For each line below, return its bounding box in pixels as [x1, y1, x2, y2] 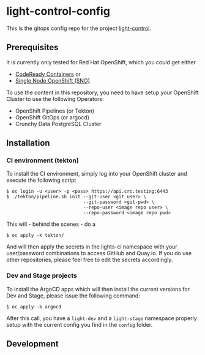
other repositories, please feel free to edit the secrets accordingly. [6, 256, 173, 264]
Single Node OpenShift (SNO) [15, 77, 91, 84]
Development [6, 338, 59, 349]
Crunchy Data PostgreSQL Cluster [15, 120, 102, 127]
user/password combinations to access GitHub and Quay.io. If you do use [6, 250, 192, 257]
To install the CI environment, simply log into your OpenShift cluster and [6, 170, 188, 177]
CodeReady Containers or [15, 70, 81, 78]
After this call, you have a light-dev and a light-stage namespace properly [6, 314, 197, 322]
